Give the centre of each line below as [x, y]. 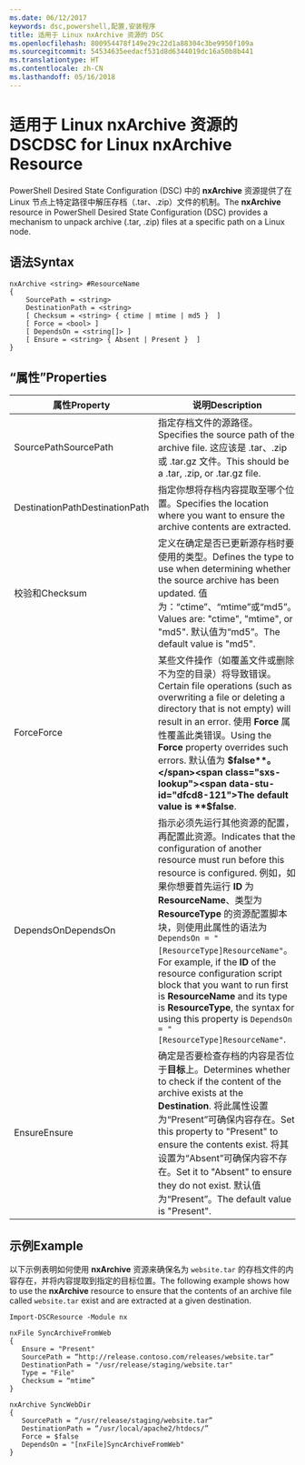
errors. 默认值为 [191, 760]
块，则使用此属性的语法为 [212, 928]
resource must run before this [221, 860]
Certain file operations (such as [225, 686]
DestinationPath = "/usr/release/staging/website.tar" [127, 1365]
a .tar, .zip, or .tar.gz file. [209, 474]
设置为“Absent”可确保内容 [213, 1159]
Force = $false [50, 1437]
